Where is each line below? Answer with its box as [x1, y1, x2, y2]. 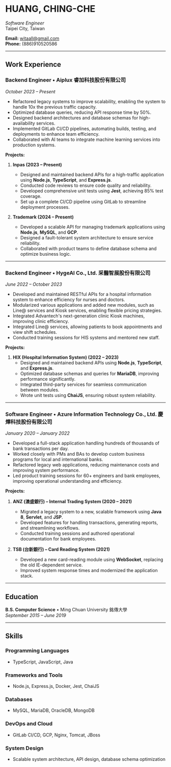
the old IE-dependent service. [20, 562, 83, 568]
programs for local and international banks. [12, 456, 103, 462]
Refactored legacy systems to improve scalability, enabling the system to [12, 98, 166, 105]
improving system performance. [12, 467, 80, 474]
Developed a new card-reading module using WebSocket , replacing [20, 557, 164, 563]
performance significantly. [20, 376, 76, 382]
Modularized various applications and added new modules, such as [12, 302, 154, 308]
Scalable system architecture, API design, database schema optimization [12, 756, 166, 762]
